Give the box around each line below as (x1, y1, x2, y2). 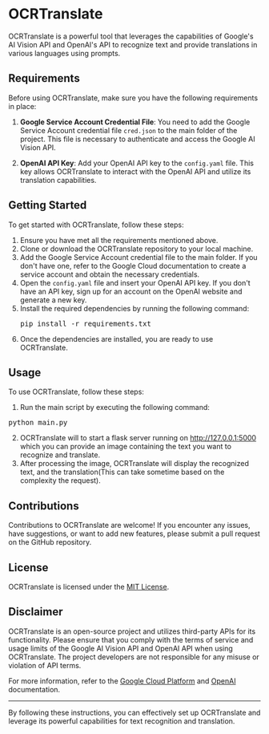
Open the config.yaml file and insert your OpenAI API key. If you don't (19, 278, 251, 287)
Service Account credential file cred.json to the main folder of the (19, 125, 238, 135)
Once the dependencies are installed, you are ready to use (19, 334, 214, 343)
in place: (8, 101, 37, 111)
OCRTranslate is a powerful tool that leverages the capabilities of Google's (8, 31, 254, 41)
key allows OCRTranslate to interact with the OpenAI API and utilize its (19, 166, 251, 176)
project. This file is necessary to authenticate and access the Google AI (19, 134, 256, 144)
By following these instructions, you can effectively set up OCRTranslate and (8, 708, 261, 717)
